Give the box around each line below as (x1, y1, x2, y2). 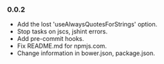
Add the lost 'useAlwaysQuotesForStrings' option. (16, 20, 158, 29)
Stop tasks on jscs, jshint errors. (16, 27, 108, 35)
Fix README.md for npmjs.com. (16, 42, 107, 50)
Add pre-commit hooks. (16, 35, 84, 43)
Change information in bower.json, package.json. (16, 49, 156, 57)
